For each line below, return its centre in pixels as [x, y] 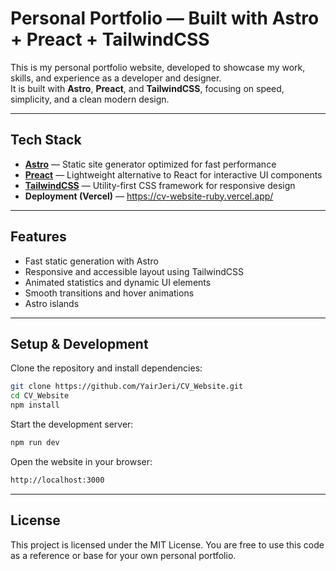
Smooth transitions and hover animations [109, 293]
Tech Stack [46, 140]
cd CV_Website [40, 396]
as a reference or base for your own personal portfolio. [123, 555]
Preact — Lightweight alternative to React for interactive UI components [173, 174]
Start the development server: [72, 424]
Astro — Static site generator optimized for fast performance [150, 164]
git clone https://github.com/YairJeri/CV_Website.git [127, 387]
